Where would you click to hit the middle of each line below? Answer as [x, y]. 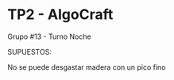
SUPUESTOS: [30, 51]
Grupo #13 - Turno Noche [50, 36]
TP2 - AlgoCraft [60, 15]
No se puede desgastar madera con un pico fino [87, 67]
